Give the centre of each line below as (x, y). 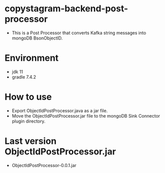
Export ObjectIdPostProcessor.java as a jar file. (60, 110)
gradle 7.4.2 (24, 77)
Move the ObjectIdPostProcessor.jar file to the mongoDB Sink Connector (86, 116)
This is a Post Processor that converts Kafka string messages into (79, 33)
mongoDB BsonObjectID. (37, 38)
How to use (28, 97)
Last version (30, 141)
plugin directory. (28, 121)
